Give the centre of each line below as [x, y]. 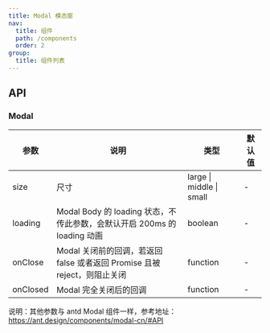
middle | [203, 187]
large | [200, 176]
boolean [203, 223]
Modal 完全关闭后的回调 [101, 290]
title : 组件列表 [41, 61]
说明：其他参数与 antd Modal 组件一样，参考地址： [92, 311]
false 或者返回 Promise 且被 [108, 262]
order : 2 [30, 46]
